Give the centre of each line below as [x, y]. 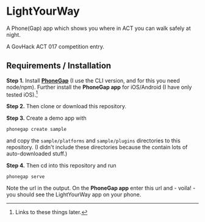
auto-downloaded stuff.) [37, 154]
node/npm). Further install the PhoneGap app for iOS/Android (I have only [99, 87]
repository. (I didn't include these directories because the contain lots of [97, 147]
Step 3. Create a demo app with [46, 118]
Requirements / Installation [59, 66]
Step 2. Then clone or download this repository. [67, 106]
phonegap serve [26, 177]
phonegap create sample [37, 130]
